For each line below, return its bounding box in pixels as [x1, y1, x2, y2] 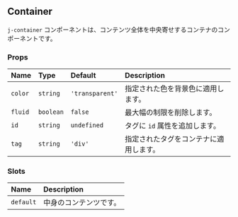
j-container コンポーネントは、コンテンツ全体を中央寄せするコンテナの [7, 25, 218, 34]
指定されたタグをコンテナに [125, 134, 217, 144]
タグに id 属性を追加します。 [125, 121, 221, 131]
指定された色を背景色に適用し [125, 84, 225, 94]
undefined [70, 122, 104, 129]
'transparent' [70, 90, 118, 98]
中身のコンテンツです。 [43, 198, 121, 208]
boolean [38, 108, 64, 116]
